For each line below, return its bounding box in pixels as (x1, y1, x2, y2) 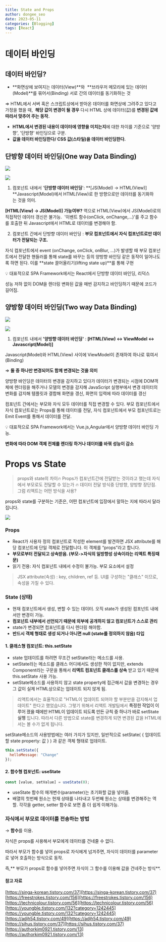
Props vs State (5, 458, 66, 470)
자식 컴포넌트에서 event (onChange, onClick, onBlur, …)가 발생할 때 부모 (5, 247, 148, 253)
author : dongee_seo (5, 12, 46, 17)
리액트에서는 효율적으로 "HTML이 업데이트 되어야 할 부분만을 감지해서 (17, 696, 153, 702)
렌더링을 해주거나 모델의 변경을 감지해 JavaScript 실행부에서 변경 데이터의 (14, 384, 158, 390)
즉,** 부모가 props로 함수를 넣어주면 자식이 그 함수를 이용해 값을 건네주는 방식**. (5, 866, 161, 872)
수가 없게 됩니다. (32, 721, 64, 727)
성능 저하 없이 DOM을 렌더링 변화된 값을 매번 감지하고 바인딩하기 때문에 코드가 (5, 281, 157, 287)
